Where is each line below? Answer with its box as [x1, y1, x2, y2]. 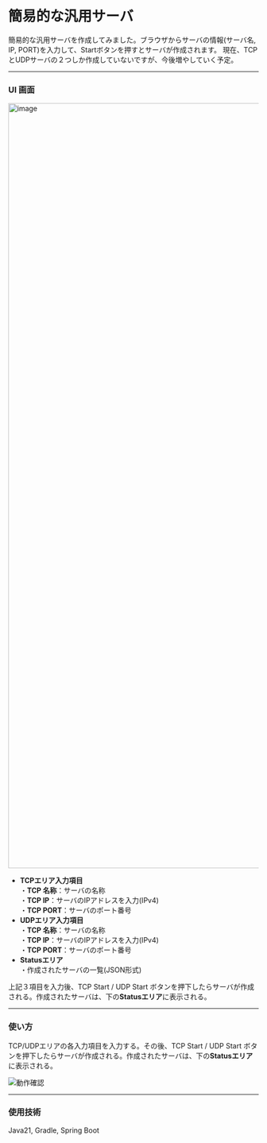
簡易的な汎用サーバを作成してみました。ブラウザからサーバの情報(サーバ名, [8, 35, 257, 45]
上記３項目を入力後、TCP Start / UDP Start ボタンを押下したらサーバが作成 [8, 982, 254, 992]
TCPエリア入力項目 [19, 876, 83, 885]
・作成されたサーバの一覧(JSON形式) [19, 965, 142, 974]
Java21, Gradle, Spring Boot [8, 1126, 99, 1135]
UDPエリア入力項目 [19, 916, 84, 925]
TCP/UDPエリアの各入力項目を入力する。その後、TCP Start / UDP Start [8, 1040, 242, 1050]
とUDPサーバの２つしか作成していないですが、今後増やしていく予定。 [8, 55, 238, 64]
